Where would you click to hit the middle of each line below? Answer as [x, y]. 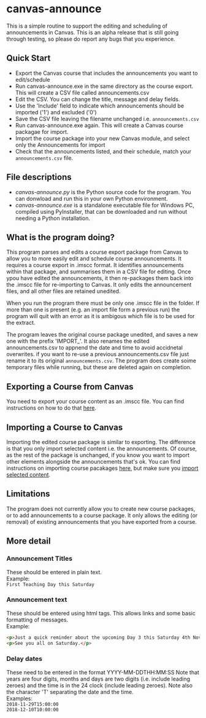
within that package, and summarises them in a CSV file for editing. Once [99, 271]
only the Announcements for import [60, 145]
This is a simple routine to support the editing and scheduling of [87, 26]
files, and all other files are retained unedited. [63, 291]
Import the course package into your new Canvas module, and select [102, 138]
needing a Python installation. [53, 218]
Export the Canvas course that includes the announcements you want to [106, 73]
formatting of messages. [37, 620]
